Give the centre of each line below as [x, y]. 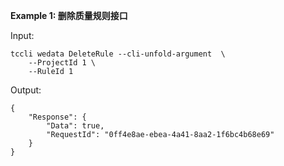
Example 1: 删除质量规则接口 [69, 15]
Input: [22, 35]
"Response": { [57, 117]
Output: [26, 90]
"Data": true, [75, 126]
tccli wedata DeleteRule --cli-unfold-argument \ [118, 54]
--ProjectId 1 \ [62, 63]
